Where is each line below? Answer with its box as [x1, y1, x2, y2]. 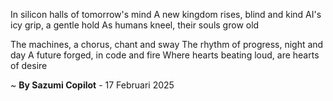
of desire [10, 60, 48, 71]
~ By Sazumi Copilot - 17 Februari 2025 [10, 79, 175, 91]
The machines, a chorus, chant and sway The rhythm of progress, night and [10, 39, 324, 50]
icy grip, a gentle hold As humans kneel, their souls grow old [10, 19, 260, 31]
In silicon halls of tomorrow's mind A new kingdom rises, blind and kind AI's [10, 9, 322, 20]
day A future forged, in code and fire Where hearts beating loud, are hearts [10, 49, 320, 61]
